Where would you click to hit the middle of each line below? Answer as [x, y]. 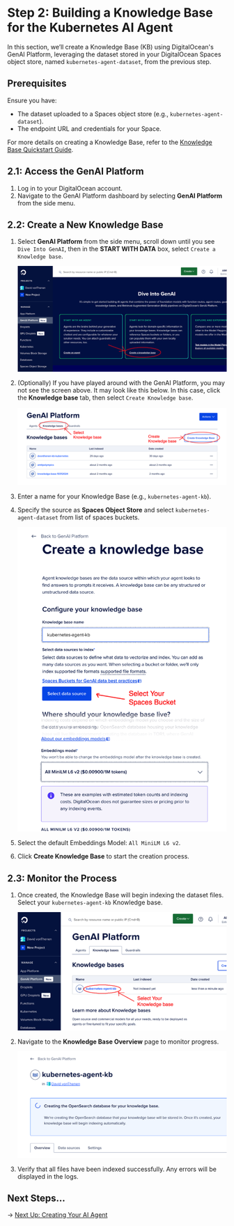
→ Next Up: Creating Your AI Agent [57, 1215]
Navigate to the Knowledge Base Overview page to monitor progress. [118, 1042]
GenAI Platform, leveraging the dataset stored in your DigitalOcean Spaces [114, 54]
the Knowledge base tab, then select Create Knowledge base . [105, 398]
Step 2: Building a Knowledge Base [110, 13]
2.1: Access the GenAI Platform [76, 172]
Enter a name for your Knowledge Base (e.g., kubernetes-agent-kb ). [114, 496]
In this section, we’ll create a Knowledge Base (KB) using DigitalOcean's [110, 47]
